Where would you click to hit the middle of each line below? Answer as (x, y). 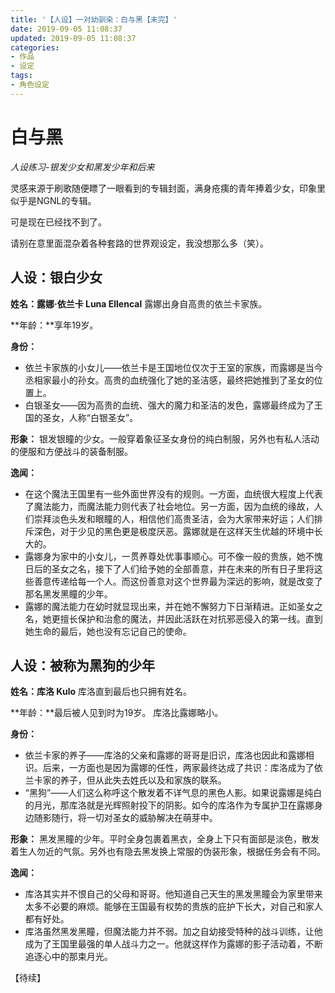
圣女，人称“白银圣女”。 (90, 417)
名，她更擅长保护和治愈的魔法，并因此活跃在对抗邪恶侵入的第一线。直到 (173, 618)
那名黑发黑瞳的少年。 (68, 593)
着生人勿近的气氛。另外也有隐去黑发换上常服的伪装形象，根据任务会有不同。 (168, 852)
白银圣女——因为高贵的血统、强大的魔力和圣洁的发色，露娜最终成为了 (169, 405)
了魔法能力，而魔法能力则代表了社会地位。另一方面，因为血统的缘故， (169, 506)
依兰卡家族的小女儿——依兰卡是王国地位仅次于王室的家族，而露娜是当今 (173, 367)
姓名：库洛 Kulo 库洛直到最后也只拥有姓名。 (101, 692)
